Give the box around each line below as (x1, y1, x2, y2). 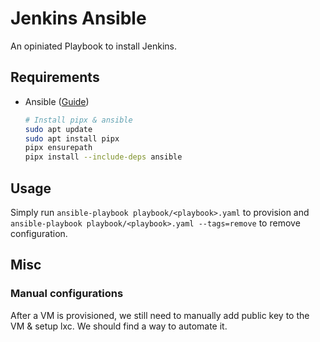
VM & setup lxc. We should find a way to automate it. (10, 320, 228, 332)
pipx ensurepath (24, 143, 93, 153)
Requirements (10, 69, 100, 86)
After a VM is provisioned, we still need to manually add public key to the (10, 309, 310, 321)
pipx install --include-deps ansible (24, 152, 183, 162)
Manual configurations (10, 287, 124, 301)
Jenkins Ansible (10, 7, 147, 30)
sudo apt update (24, 124, 93, 134)
